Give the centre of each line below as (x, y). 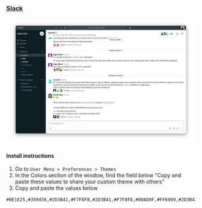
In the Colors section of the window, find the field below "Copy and (98, 176)
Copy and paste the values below (56, 188)
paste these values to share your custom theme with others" (90, 182)
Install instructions (30, 156)
